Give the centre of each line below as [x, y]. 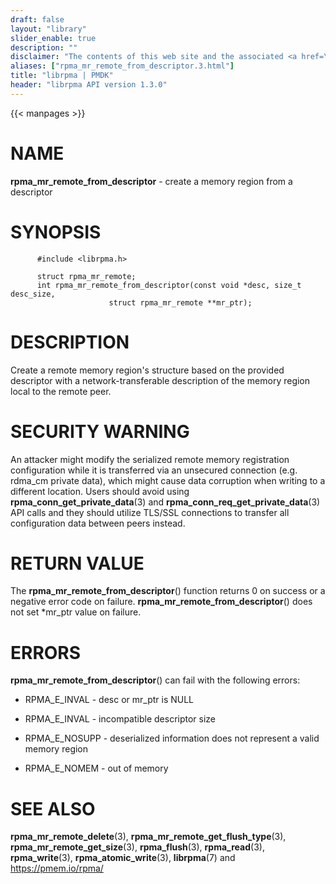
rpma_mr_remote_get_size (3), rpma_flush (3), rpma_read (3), [137, 847]
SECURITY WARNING [100, 431]
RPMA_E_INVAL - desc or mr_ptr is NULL [109, 700]
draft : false [37, 19]
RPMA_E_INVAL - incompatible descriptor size [120, 719]
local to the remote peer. [61, 391]
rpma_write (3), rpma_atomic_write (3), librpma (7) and [123, 858]
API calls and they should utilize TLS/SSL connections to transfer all [150, 512]
